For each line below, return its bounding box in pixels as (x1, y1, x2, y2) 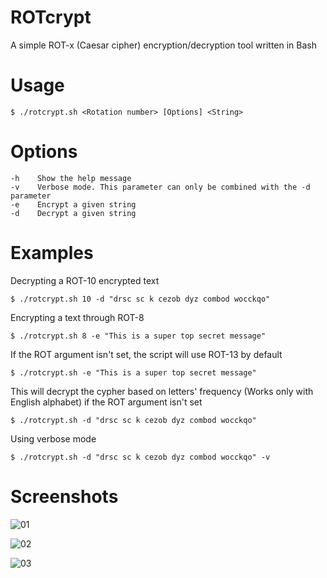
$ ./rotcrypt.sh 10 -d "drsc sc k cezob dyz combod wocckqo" (10, 294, 271, 304)
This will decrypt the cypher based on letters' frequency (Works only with (10, 385, 314, 397)
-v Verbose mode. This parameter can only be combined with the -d (10, 182, 311, 192)
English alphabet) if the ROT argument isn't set (10, 396, 203, 408)
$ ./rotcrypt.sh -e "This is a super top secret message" (10, 367, 257, 378)
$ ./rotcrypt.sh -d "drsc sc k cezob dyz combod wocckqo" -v (10, 452, 271, 462)
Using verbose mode (10, 432, 97, 445)
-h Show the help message (10, 173, 132, 183)
